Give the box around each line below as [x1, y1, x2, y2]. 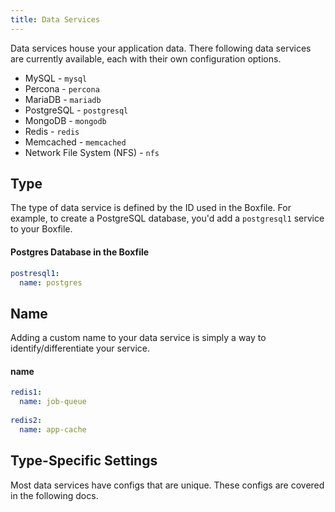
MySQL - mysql [24, 72, 88, 84]
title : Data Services [10, 14, 101, 25]
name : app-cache [19, 424, 87, 435]
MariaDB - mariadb [24, 93, 102, 105]
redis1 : [10, 387, 43, 398]
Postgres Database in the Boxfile [10, 246, 150, 258]
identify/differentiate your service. [10, 342, 151, 355]
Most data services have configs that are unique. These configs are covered [10, 479, 325, 491]
